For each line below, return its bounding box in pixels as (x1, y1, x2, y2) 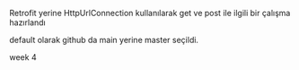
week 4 (9, 52, 38, 62)
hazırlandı (9, 17, 47, 28)
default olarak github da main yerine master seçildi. (9, 35, 199, 45)
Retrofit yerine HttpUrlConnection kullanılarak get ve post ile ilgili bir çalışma (9, 8, 291, 18)
